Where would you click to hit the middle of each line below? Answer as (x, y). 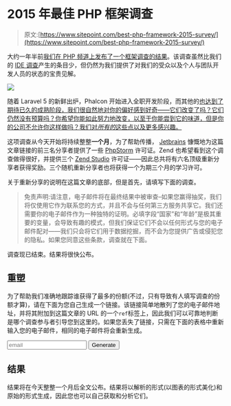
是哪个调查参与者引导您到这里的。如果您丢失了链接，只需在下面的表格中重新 (115, 321)
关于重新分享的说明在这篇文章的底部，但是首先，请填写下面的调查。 (103, 182)
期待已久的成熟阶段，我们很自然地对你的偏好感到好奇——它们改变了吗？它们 (115, 109)
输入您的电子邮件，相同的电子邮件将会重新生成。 (76, 330)
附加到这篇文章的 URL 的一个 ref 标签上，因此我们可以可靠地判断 (128, 313)
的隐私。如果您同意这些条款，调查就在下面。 (87, 239)
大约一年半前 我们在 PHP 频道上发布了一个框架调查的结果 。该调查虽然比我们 (114, 56)
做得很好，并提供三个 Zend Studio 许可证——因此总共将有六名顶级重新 (113, 158)
